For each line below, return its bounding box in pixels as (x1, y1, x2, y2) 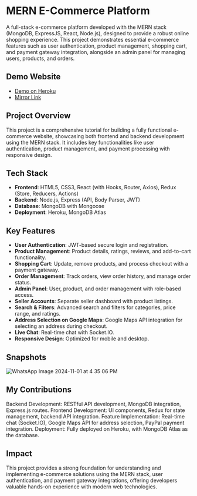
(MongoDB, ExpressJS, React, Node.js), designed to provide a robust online (6, 29, 189, 36)
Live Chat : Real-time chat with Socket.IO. (14, 329, 114, 336)
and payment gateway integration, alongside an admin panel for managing (6, 48, 186, 55)
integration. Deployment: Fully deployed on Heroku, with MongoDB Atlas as (6, 425, 188, 433)
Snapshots (6, 352, 47, 362)
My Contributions (6, 385, 72, 395)
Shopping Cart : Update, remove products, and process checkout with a (14, 260, 189, 267)
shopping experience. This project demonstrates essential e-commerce (6, 36, 179, 43)
